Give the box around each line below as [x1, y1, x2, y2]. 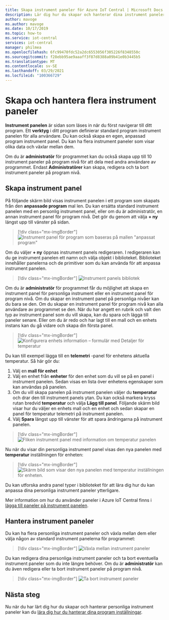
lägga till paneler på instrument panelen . [5, 502, 89, 509]
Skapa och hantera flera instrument [5, 95, 157, 106]
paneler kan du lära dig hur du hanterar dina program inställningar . [5, 609, 143, 615]
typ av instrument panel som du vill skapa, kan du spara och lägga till [5, 311, 148, 318]
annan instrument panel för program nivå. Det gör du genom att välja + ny [5, 213, 158, 219]
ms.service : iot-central [5, 36, 57, 41]
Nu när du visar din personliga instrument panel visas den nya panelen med [5, 446, 162, 452]
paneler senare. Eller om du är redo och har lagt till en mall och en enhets [5, 317, 157, 323]
